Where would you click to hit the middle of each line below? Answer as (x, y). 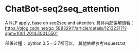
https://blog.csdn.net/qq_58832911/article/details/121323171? (66, 28)
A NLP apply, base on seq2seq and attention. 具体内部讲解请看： (70, 23)
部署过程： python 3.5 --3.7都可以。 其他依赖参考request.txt (65, 43)
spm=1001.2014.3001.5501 (31, 33)
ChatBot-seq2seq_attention (62, 9)
